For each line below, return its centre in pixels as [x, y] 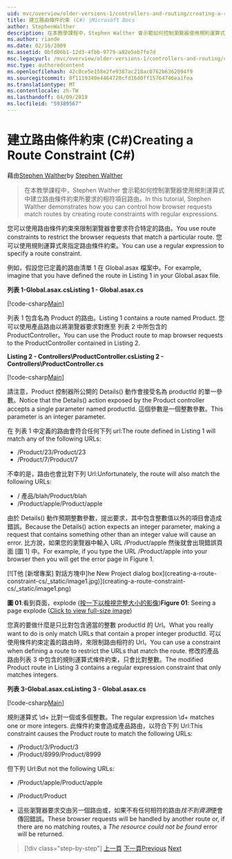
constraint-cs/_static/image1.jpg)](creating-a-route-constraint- [96, 581]
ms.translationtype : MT [41, 85]
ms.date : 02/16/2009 [37, 46]
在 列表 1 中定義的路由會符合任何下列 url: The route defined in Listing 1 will [112, 431]
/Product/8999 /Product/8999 [59, 754]
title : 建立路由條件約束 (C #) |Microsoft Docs [71, 20]
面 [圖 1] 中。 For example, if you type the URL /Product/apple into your [107, 551]
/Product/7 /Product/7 [47, 459]
